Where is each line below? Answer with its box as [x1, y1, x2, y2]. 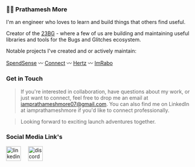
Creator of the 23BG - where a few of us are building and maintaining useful [6, 30, 189, 37]
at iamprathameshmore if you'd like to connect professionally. [20, 107, 170, 114]
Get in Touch [6, 74, 43, 83]
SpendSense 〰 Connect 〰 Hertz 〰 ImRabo [6, 60, 113, 67]
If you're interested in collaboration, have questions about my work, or [20, 88, 190, 95]
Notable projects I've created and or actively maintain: [6, 47, 136, 54]
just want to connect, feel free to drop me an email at [20, 94, 148, 101]
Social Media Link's [6, 132, 63, 141]
